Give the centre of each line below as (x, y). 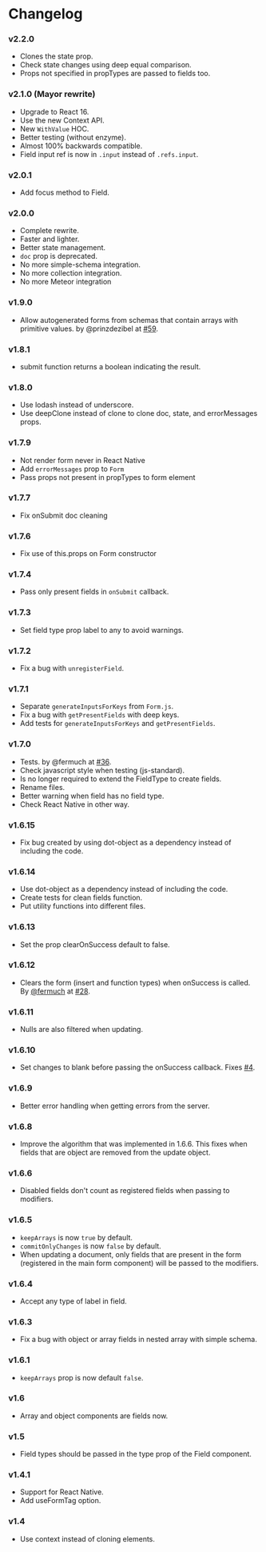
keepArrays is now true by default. (76, 1237)
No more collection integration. (71, 273)
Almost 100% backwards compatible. (81, 146)
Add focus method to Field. (65, 192)
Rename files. (42, 787)
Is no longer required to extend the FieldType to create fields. (121, 779)
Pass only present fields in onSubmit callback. (94, 592)
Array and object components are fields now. (94, 1416)
